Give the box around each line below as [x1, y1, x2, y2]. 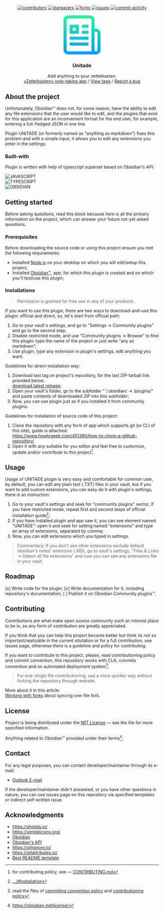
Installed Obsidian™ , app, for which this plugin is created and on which [12, 270, 154, 275]
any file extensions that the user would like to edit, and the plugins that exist [5, 111, 158, 117]
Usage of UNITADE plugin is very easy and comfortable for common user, [5, 476, 153, 482]
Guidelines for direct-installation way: [5, 363, 81, 369]
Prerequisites [5, 234, 38, 241]
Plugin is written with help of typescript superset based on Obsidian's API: [5, 164, 155, 170]
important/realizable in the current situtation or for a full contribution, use [5, 637, 152, 643]
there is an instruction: [5, 492, 50, 498]
